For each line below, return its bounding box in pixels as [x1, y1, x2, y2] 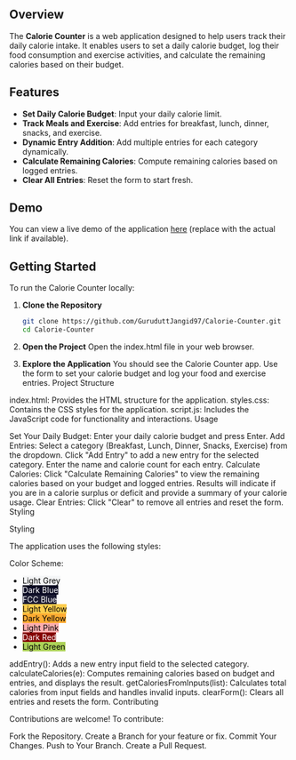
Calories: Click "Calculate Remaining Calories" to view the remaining [9, 468, 260, 479]
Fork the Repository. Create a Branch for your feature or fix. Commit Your [9, 731, 277, 741]
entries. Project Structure [21, 378, 115, 388]
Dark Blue [21, 585, 59, 595]
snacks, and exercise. [21, 127, 102, 138]
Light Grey [21, 575, 60, 586]
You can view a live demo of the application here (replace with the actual [9, 224, 276, 235]
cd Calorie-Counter [21, 325, 95, 334]
